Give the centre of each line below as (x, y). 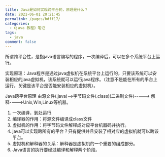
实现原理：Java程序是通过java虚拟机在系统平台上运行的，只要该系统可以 (79, 73)
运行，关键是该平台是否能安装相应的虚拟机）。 (51, 85)
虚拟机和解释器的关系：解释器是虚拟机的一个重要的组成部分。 (75, 143)
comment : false (21, 42)
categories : (17, 23)
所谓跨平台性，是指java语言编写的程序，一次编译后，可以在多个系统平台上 (81, 56)
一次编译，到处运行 (32, 113)
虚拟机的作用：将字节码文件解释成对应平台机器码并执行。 (70, 125)
